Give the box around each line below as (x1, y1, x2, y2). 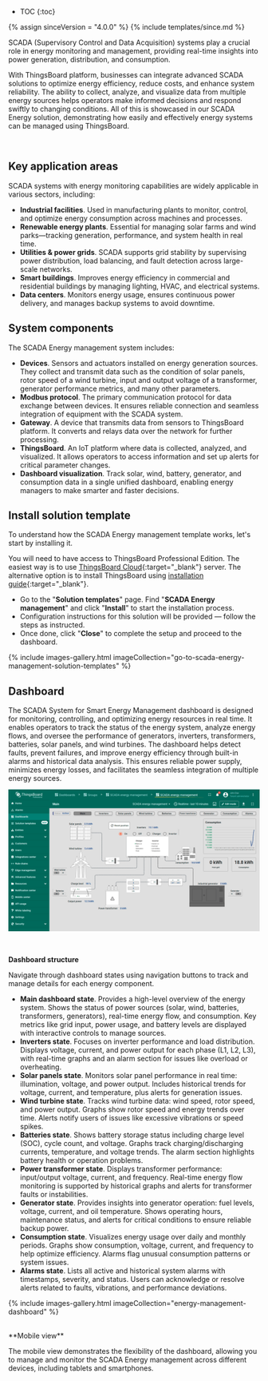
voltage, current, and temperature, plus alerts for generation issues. (19, 1087, 243, 1097)
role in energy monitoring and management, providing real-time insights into (8, 46, 258, 55)
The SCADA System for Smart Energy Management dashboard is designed (8, 706, 254, 715)
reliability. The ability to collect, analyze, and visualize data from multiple (8, 87, 246, 97)
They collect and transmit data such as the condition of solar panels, (19, 367, 246, 376)
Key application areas (8, 160, 119, 173)
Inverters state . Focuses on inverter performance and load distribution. (19, 1037, 255, 1046)
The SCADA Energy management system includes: (8, 343, 175, 352)
